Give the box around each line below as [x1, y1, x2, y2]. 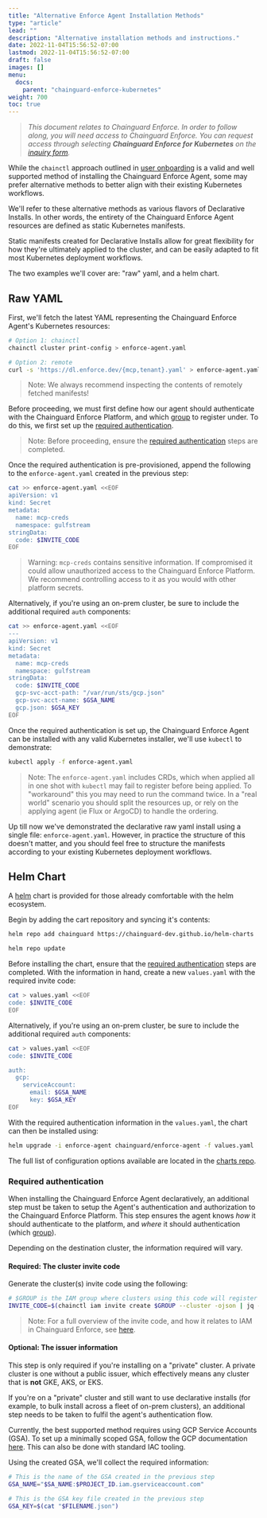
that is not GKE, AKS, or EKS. [8, 1378, 103, 1387]
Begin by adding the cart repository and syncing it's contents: [8, 915, 211, 924]
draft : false [8, 57, 52, 64]
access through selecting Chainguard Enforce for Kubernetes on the [27, 139, 257, 149]
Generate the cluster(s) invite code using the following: [8, 1279, 188, 1289]
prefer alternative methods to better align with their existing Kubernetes [8, 180, 242, 189]
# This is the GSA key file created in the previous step [8, 1494, 204, 1503]
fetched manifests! [27, 388, 90, 398]
